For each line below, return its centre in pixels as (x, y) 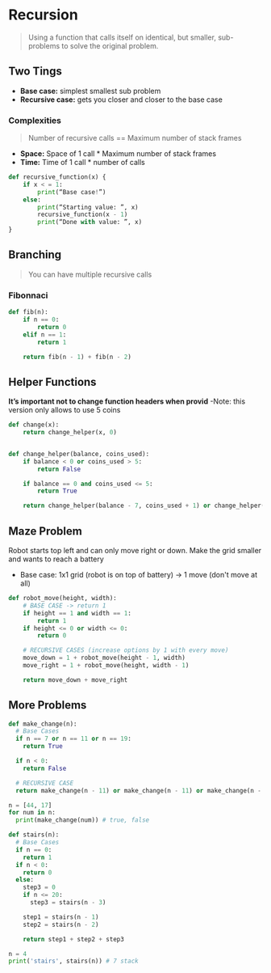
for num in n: (32, 813)
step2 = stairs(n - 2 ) (61, 924)
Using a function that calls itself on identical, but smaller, (122, 37)
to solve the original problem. (110, 45)
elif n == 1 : (45, 334)
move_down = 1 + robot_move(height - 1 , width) (104, 658)
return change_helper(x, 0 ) (70, 433)
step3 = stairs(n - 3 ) (68, 903)
